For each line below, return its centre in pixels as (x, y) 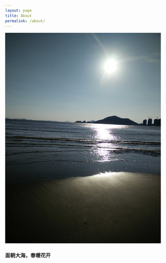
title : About (19, 16)
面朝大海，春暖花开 (28, 256)
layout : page (19, 10)
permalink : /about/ (25, 21)
